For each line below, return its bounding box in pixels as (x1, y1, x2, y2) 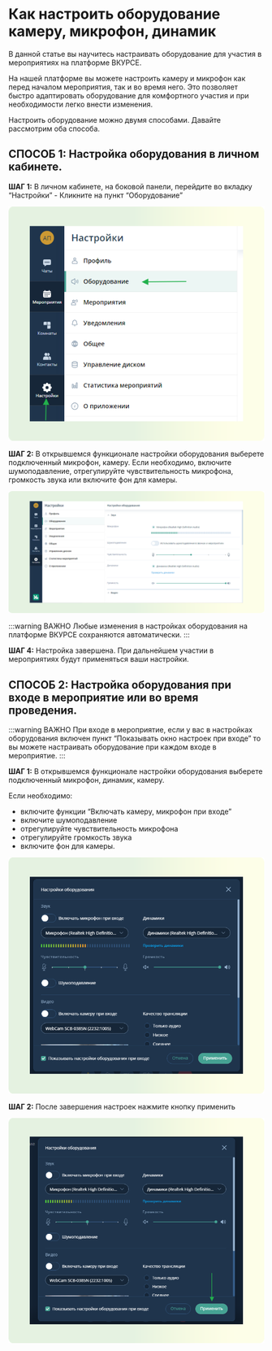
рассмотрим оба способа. (8, 124, 100, 133)
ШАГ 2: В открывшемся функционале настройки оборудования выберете (8, 449, 265, 459)
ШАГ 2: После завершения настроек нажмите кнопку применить (8, 1101, 235, 1111)
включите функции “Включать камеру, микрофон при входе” (19, 806, 232, 817)
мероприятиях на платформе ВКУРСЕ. (8, 58, 142, 67)
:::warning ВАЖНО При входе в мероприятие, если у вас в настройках (8, 725, 253, 735)
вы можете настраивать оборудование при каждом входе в (8, 742, 217, 752)
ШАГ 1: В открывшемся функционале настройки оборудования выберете (8, 767, 263, 776)
